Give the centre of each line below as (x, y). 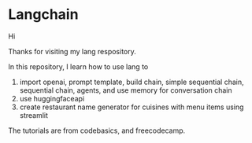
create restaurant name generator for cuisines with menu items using (132, 107)
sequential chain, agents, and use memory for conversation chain (126, 90)
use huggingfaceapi (52, 98)
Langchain (43, 15)
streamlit (34, 115)
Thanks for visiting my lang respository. (72, 51)
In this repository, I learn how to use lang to (78, 66)
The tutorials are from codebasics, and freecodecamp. (97, 130)
